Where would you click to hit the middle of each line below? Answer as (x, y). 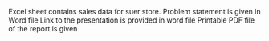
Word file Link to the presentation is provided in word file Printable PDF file (132, 20)
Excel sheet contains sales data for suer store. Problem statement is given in (134, 12)
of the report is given (43, 29)
